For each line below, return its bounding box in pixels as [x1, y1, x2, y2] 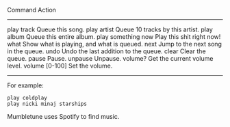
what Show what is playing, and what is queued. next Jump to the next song [7, 40, 222, 48]
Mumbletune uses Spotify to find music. [7, 113, 120, 120]
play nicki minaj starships [7, 100, 88, 107]
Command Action [7, 6, 57, 14]
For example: [7, 81, 44, 89]
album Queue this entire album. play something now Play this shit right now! [7, 33, 221, 40]
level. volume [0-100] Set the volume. [7, 61, 113, 70]
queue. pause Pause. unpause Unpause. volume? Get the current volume [7, 55, 214, 62]
